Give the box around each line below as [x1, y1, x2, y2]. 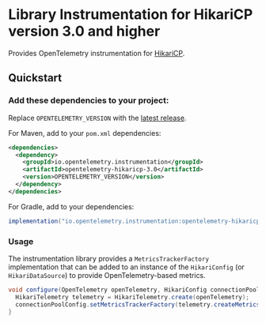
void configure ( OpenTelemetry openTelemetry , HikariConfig [8, 286, 207, 294]
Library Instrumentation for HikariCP [8, 6, 253, 24]
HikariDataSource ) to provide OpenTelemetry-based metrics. [8, 270, 206, 280]
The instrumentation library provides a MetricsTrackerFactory [8, 254, 210, 263]
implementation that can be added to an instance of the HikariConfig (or [8, 262, 245, 272]
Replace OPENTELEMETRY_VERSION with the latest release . [8, 113, 187, 122]
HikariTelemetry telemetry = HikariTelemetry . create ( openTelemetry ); [15, 293, 249, 301]
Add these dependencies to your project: [8, 95, 169, 106]
